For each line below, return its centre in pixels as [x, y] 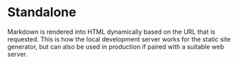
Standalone [42, 12]
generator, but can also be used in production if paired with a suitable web [116, 46]
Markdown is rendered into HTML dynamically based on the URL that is [112, 32]
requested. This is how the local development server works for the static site [119, 39]
